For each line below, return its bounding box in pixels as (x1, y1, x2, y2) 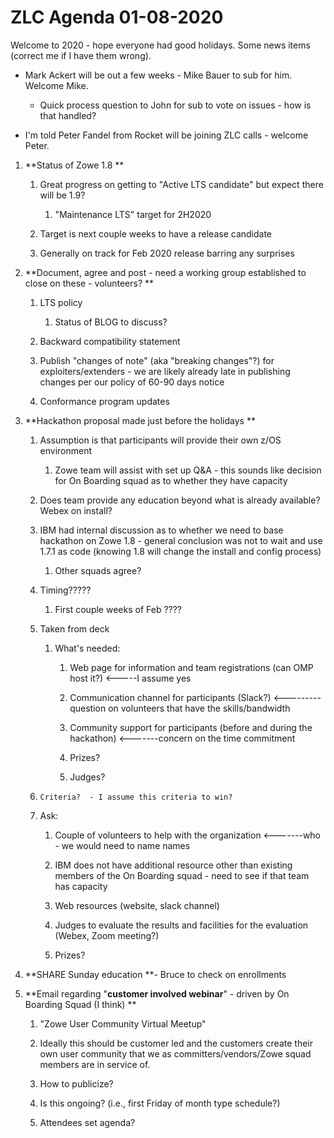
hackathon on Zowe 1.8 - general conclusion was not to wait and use (39, 534, 323, 546)
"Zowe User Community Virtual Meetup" (39, 1017, 207, 1030)
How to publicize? (39, 1077, 114, 1090)
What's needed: (54, 642, 121, 654)
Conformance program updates (39, 395, 170, 407)
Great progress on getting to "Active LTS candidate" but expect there (39, 178, 324, 190)
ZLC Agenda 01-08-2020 (10, 6, 224, 29)
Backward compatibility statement (39, 335, 181, 347)
